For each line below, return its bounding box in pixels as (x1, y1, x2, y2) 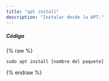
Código (6, 33, 25, 40)
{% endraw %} (6, 69, 42, 76)
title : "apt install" (6, 8, 60, 15)
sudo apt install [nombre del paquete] (6, 59, 104, 65)
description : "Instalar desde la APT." (6, 14, 104, 20)
